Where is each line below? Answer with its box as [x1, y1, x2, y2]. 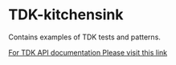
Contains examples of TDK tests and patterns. [8, 32, 161, 42]
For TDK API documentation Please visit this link [8, 47, 167, 57]
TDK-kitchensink [8, 6, 124, 24]
